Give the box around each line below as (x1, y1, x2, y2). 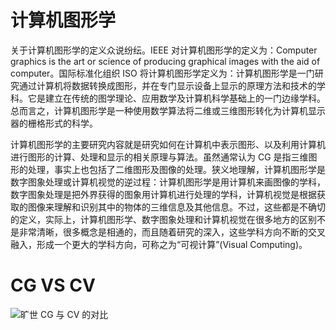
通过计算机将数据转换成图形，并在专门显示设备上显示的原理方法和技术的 (18, 79, 317, 91)
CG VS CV (10, 274, 96, 297)
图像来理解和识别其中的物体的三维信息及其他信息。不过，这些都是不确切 (27, 201, 326, 213)
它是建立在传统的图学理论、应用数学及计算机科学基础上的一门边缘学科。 (27, 92, 326, 104)
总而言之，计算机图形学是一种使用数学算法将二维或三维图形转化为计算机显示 (10, 104, 326, 116)
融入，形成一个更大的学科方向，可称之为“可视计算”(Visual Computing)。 (10, 238, 308, 250)
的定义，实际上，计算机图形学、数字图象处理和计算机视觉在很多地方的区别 (10, 213, 317, 225)
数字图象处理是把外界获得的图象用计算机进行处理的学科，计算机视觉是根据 (10, 188, 317, 200)
